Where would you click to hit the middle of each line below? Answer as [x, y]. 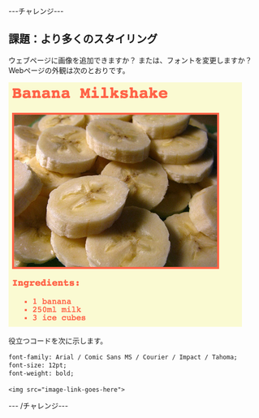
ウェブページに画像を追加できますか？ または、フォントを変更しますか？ [130, 60]
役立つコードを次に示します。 [58, 340]
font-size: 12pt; [38, 365]
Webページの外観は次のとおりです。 [69, 70]
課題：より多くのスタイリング [83, 39]
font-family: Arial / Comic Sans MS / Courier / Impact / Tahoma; [123, 357]
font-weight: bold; [41, 373]
